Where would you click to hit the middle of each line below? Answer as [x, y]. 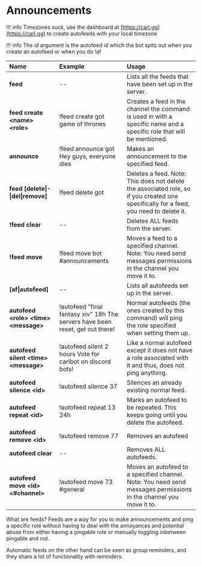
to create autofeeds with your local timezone [102, 33]
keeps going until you [157, 414]
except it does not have [160, 350]
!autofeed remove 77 [89, 435]
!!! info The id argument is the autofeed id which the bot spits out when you [99, 45]
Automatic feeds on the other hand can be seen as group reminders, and [96, 550]
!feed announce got [87, 149]
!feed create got [82, 116]
